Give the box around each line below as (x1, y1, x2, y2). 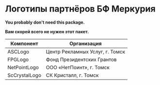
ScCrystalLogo (7, 71, 42, 78)
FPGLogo (7, 56, 29, 63)
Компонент (10, 40, 38, 47)
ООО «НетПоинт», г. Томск (46, 64, 110, 71)
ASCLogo (7, 48, 30, 55)
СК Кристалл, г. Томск (46, 71, 99, 78)
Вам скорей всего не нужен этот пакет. (5, 28, 89, 34)
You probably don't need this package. (5, 19, 85, 25)
